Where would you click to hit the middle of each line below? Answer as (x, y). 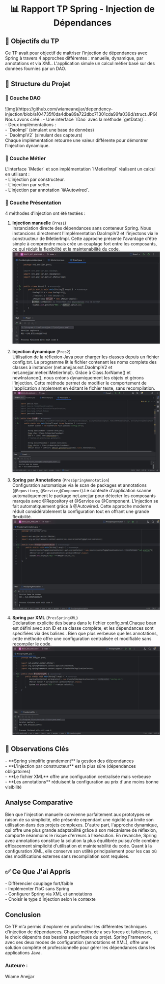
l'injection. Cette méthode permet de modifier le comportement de (79, 383)
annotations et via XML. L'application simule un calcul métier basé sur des (80, 63)
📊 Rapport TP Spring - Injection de (82, 9)
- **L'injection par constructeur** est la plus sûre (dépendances (70, 766)
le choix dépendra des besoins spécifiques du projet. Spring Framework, (79, 937)
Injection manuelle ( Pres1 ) (39, 223)
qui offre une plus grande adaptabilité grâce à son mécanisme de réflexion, (81, 830)
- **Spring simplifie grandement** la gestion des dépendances (69, 761)
